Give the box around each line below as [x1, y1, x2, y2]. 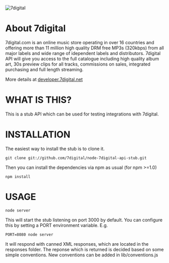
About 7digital [5, 23, 66, 34]
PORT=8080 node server [5, 232, 53, 237]
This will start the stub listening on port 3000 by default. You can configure [5, 217, 163, 223]
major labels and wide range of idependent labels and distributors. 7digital [5, 50, 161, 56]
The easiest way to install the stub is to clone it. [5, 145, 105, 152]
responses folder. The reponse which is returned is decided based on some [5, 246, 164, 252]
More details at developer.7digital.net [5, 76, 83, 82]
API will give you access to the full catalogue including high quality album [5, 55, 159, 62]
